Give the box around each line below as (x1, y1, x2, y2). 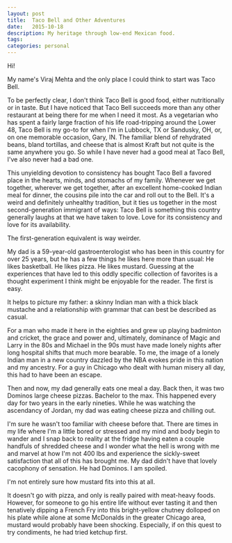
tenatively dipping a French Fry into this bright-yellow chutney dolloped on (7, 506, 220, 514)
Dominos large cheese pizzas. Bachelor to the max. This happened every (7, 391, 217, 400)
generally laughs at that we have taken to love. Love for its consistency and (7, 213, 222, 221)
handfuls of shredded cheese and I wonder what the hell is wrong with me (7, 442, 220, 450)
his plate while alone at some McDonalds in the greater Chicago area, (7, 513, 206, 521)
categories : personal (7, 42, 70, 49)
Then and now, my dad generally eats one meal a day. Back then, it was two (7, 384, 224, 392)
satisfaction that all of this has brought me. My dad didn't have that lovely (7, 457, 217, 465)
